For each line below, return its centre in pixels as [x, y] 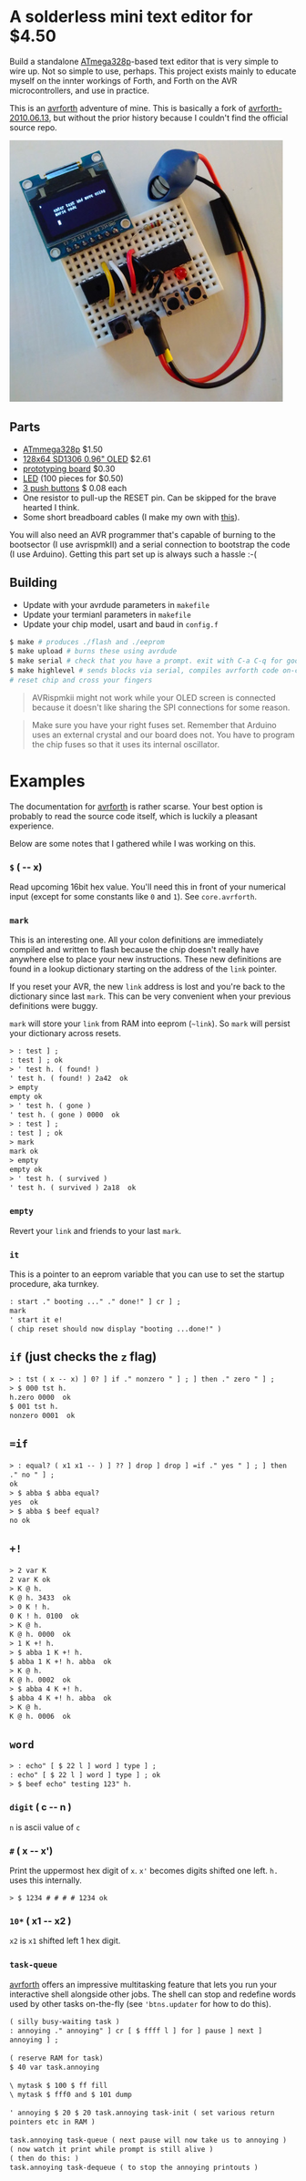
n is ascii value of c [45, 1827]
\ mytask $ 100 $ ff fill [58, 2085]
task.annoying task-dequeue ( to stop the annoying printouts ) [134, 2167]
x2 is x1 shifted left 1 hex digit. [65, 1941]
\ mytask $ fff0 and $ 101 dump [71, 2094]
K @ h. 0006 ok [40, 1716]
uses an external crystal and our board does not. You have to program [163, 735]
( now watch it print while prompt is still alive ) [112, 2149]
